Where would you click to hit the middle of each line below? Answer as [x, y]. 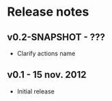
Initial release [36, 91]
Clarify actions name [46, 53]
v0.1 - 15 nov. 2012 [47, 75]
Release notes [48, 12]
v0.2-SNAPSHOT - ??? [56, 37]
